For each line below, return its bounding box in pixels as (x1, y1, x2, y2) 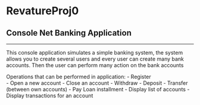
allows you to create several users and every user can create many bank (6, 55, 185, 62)
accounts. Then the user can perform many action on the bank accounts (6, 62, 184, 69)
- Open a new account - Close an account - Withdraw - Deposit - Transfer (6, 79, 189, 87)
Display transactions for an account (6, 92, 93, 99)
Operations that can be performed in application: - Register (6, 73, 152, 80)
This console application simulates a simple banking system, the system (6, 49, 183, 56)
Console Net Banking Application (6, 28, 132, 38)
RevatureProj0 (6, 4, 79, 18)
